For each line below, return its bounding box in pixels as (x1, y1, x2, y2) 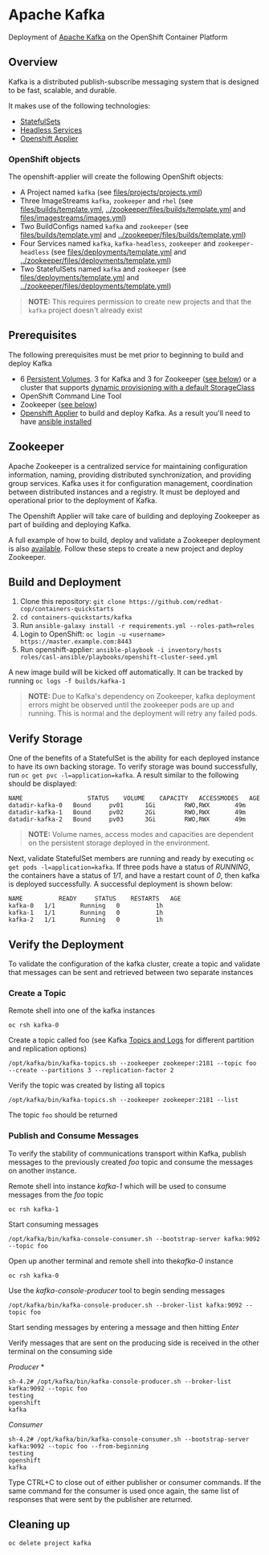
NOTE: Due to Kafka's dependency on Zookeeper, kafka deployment (27, 692, 255, 701)
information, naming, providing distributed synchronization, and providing (8, 470, 251, 480)
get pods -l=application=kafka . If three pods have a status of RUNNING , (8, 862, 251, 872)
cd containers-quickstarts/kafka (19, 614, 132, 622)
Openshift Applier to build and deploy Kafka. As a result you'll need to (19, 408, 251, 418)
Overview (8, 55, 59, 69)
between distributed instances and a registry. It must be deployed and (8, 487, 240, 496)
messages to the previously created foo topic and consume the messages (8, 1157, 254, 1166)
